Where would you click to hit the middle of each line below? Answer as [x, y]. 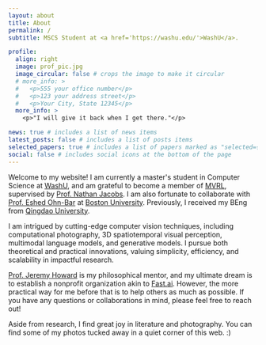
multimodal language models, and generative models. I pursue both [118, 243]
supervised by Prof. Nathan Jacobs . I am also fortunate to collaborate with [129, 194]
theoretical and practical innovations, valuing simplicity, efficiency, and [123, 251]
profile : [23, 52]
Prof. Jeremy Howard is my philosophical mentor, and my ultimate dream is [131, 275]
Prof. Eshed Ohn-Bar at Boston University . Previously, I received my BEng [128, 202]
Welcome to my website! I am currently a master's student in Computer [124, 177]
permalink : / [30, 30]
